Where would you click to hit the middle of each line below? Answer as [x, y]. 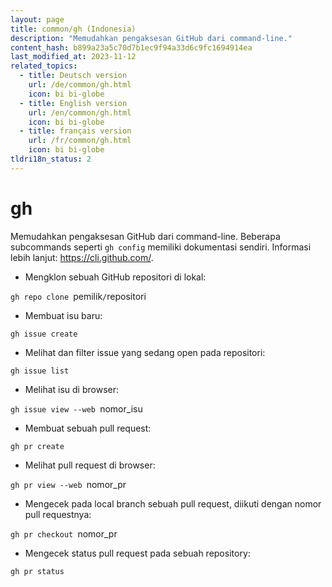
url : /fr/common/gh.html [80, 141]
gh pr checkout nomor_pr [64, 533]
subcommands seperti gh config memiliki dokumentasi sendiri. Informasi [161, 247]
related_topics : [44, 66]
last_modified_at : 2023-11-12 [73, 57]
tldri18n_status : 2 [51, 159]
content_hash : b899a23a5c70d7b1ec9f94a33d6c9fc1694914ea [131, 47]
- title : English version [73, 103]
